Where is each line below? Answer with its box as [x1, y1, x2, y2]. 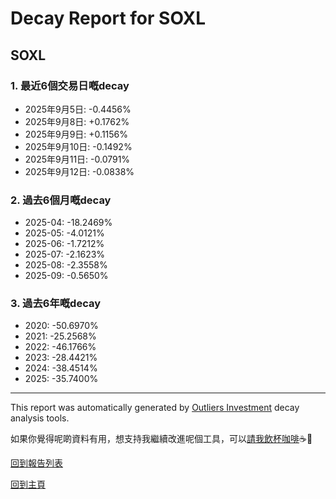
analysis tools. [10, 412, 70, 424]
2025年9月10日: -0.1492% [24, 140, 133, 152]
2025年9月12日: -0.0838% [24, 165, 135, 177]
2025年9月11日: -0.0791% [24, 153, 131, 165]
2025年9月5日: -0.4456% [24, 103, 132, 115]
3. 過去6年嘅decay [10, 297, 102, 311]
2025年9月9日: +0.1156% [24, 128, 129, 140]
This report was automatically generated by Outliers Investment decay [10, 402, 300, 414]
